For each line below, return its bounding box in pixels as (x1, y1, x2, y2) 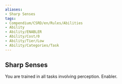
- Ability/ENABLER (5, 29, 42, 34)
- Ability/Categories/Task (5, 43, 59, 48)
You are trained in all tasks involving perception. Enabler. (5, 73, 118, 80)
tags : (5, 16, 16, 21)
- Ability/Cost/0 (5, 34, 40, 39)
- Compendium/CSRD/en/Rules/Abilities (5, 20, 83, 26)
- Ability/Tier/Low (5, 39, 44, 43)
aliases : (5, 7, 23, 12)
